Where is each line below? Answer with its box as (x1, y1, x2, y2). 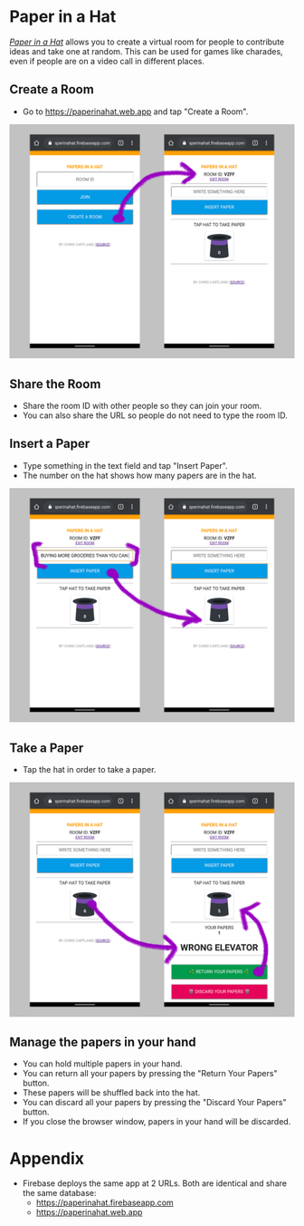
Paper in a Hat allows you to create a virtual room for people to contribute (9, 36, 285, 47)
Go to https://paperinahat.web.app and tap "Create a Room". (22, 106, 249, 117)
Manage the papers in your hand (9, 1034, 196, 1049)
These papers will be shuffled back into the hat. (22, 1087, 201, 1098)
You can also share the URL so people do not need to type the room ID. (22, 410, 288, 421)
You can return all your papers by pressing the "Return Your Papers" (22, 1068, 278, 1079)
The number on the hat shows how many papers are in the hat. (22, 470, 257, 481)
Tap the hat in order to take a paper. (22, 764, 157, 775)
